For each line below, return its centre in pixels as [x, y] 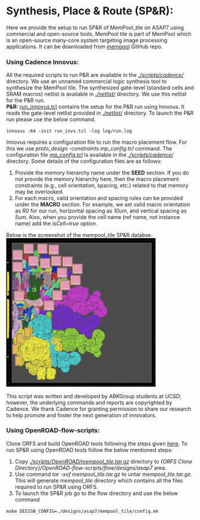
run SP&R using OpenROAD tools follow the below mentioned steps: [90, 450]
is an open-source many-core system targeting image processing [87, 40]
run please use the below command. [51, 119]
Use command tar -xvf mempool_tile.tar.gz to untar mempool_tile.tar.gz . [103, 474]
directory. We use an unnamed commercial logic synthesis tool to [87, 81]
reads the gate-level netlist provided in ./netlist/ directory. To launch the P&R [100, 113]
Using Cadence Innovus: [43, 62]
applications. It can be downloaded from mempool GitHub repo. [84, 47]
